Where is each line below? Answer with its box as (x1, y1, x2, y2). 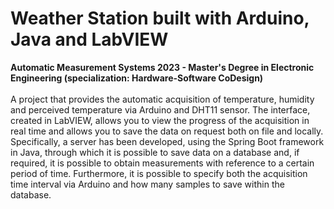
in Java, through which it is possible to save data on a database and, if (10, 146, 300, 158)
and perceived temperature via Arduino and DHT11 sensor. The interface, (10, 103, 311, 116)
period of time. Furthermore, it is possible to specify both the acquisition (10, 167, 308, 179)
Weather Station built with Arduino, (10, 7, 310, 30)
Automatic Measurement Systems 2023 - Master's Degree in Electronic (10, 61, 315, 73)
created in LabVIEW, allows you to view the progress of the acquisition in (10, 114, 310, 126)
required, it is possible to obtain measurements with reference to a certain (10, 157, 315, 169)
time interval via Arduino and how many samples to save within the (10, 178, 285, 190)
